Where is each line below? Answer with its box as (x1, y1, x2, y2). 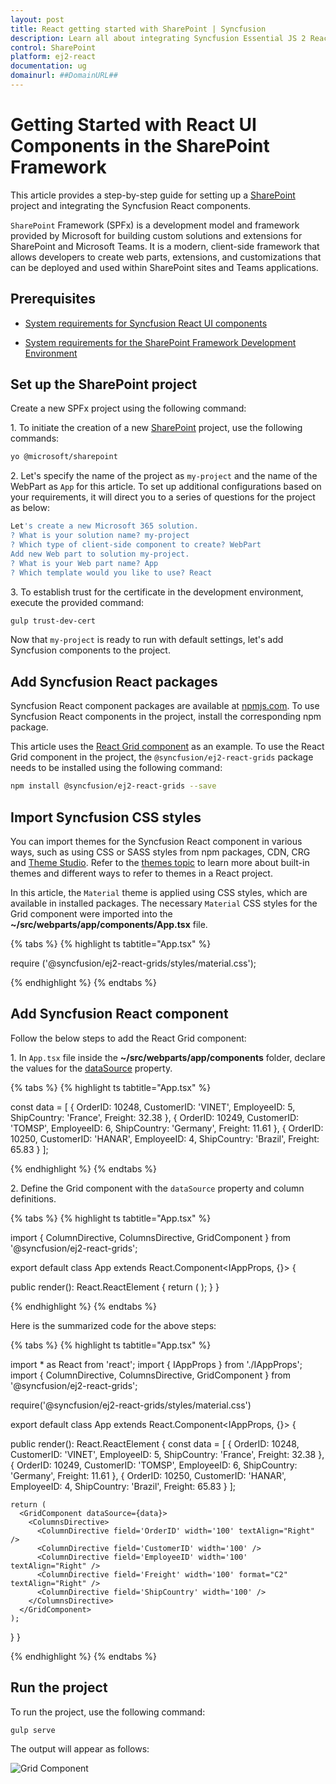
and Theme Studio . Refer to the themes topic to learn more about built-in (10, 856, 310, 868)
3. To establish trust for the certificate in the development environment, (10, 586, 304, 598)
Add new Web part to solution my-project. (10, 549, 190, 559)
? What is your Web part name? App (10, 558, 159, 568)
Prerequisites (10, 291, 96, 308)
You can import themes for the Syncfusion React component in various (10, 835, 303, 847)
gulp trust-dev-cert (10, 616, 97, 626)
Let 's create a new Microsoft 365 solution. (10, 521, 199, 531)
